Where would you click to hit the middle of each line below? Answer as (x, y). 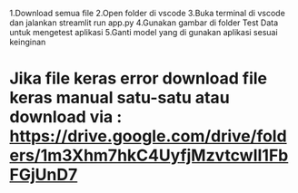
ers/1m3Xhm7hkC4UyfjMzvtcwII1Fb (149, 155)
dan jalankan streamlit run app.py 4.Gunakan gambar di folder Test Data (144, 23)
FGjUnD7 (44, 175)
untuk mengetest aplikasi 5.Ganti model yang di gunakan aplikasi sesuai (144, 32)
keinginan (28, 42)
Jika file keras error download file (139, 78)
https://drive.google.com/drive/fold (149, 136)
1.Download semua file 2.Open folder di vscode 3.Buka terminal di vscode (148, 13)
